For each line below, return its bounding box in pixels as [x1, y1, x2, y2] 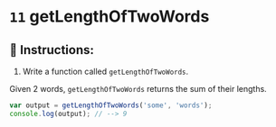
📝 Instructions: [9, 42, 95, 58]
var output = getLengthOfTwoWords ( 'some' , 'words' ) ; [9, 101, 213, 110]
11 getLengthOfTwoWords [9, 6, 210, 27]
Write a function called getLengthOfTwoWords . [22, 66, 189, 77]
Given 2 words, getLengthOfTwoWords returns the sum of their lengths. [9, 84, 267, 94]
